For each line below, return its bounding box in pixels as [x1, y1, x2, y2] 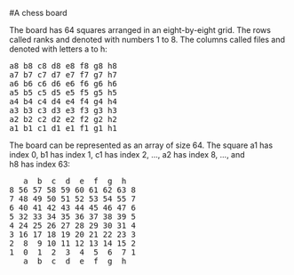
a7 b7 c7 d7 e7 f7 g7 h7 [9, 70, 117, 79]
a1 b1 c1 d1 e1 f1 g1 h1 [9, 124, 117, 133]
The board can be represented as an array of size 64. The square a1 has [9, 140, 274, 150]
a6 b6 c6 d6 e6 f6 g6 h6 [9, 79, 117, 88]
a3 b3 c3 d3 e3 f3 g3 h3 [9, 106, 117, 115]
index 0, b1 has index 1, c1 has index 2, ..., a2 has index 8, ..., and [9, 150, 246, 159]
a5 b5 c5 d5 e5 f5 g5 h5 [9, 88, 117, 97]
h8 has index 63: [9, 159, 71, 169]
